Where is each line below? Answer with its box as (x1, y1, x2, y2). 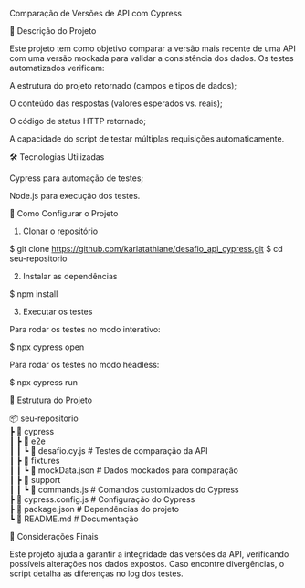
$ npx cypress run (9, 377, 78, 387)
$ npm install (9, 289, 58, 299)
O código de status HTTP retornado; (9, 116, 146, 126)
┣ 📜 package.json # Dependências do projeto (9, 504, 180, 514)
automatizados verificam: (9, 63, 105, 73)
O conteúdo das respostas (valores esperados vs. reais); (9, 98, 223, 109)
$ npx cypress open (9, 341, 85, 352)
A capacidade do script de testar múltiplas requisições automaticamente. (9, 133, 285, 144)
